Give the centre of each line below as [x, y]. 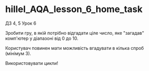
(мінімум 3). [18, 53]
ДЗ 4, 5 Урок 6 [21, 23]
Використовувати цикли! [32, 63]
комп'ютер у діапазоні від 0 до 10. [42, 38]
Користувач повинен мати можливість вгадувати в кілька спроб [75, 48]
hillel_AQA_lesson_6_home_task [74, 9]
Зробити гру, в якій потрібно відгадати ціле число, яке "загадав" [75, 33]
